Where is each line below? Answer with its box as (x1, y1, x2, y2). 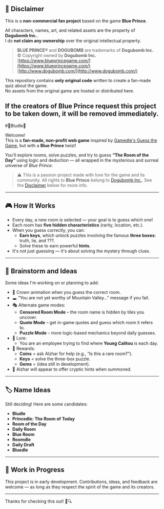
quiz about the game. (5, 83, 48, 89)
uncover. (19, 314, 38, 320)
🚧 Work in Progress (5, 465, 65, 474)
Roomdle (12, 437, 31, 443)
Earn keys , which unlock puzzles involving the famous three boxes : (19, 233, 156, 239)
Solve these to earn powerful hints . (19, 243, 91, 249)
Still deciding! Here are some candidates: (5, 401, 88, 407)
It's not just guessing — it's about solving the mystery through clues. (12, 248, 150, 254)
